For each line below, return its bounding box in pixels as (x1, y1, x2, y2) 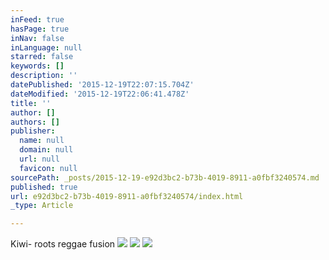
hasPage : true (10, 24, 70, 34)
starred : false (10, 52, 74, 62)
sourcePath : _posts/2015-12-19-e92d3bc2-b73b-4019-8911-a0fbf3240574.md (10, 172, 320, 183)
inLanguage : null (10, 42, 83, 53)
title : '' (10, 98, 52, 108)
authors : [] (10, 117, 60, 127)
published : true (10, 182, 78, 192)
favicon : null (19, 163, 78, 173)
